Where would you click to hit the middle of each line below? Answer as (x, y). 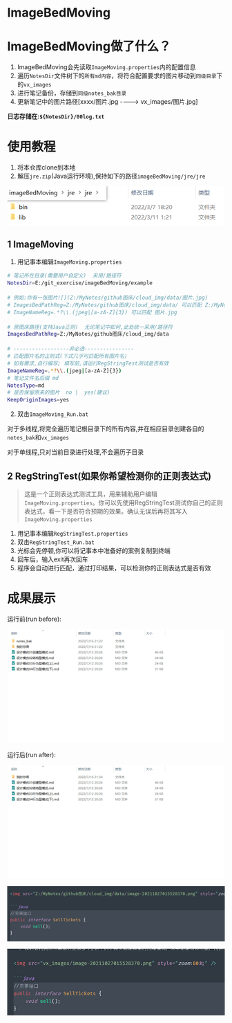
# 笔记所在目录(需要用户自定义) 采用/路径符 (65, 276)
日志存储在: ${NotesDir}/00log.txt (56, 116)
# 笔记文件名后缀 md (33, 378)
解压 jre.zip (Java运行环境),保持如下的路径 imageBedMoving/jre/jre (111, 176)
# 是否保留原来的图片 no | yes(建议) (59, 392)
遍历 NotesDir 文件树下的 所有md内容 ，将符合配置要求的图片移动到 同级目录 (117, 76)
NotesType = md (26, 386)
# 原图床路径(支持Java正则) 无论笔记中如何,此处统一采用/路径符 (90, 327)
